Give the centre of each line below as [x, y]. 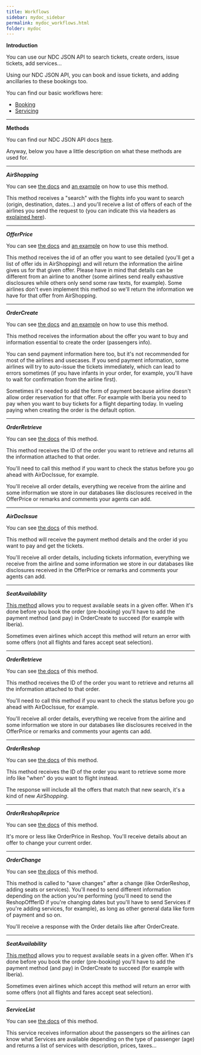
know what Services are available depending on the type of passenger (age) [100, 1039]
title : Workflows [28, 12]
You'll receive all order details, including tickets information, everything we [98, 558]
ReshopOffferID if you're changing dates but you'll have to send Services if [98, 902]
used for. [17, 158]
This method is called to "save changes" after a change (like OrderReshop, [98, 883]
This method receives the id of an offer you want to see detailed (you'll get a [100, 257]
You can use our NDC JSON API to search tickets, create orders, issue [93, 57]
